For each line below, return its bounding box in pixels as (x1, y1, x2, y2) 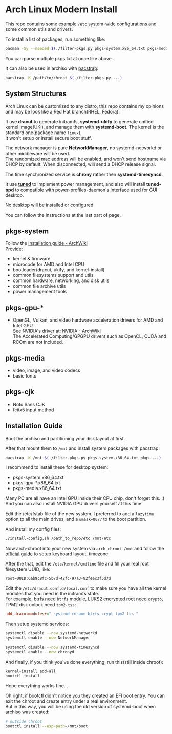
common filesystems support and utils (12, 272, 94, 278)
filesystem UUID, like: (5, 566, 50, 572)
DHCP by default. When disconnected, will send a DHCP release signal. (5, 161, 156, 167)
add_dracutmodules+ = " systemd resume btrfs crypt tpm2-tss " (5, 611, 139, 617)
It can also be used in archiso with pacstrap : (5, 65, 99, 71)
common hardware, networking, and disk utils (12, 277, 110, 284)
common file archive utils (12, 283, 66, 289)
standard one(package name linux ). (5, 129, 82, 136)
